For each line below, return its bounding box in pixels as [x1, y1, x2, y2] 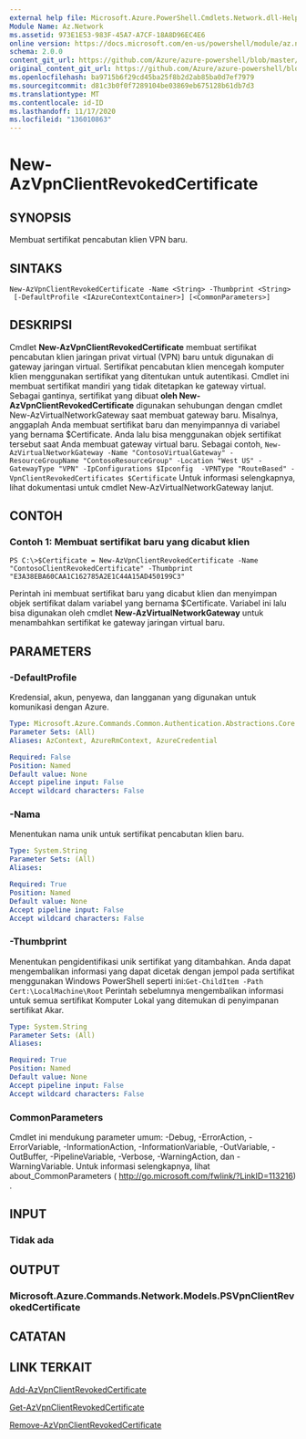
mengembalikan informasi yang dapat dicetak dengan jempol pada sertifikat [9, 966, 295, 977]
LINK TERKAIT [9, 1360, 93, 1375]
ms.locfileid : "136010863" [9, 115, 112, 124]
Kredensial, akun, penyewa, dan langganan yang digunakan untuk [9, 692, 257, 703]
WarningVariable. [9, 1161, 75, 1172]
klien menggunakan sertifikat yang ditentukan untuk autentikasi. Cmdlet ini [9, 370, 290, 381]
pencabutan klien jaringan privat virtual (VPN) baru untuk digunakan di [9, 351, 274, 362]
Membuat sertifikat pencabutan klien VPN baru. [9, 234, 189, 245]
